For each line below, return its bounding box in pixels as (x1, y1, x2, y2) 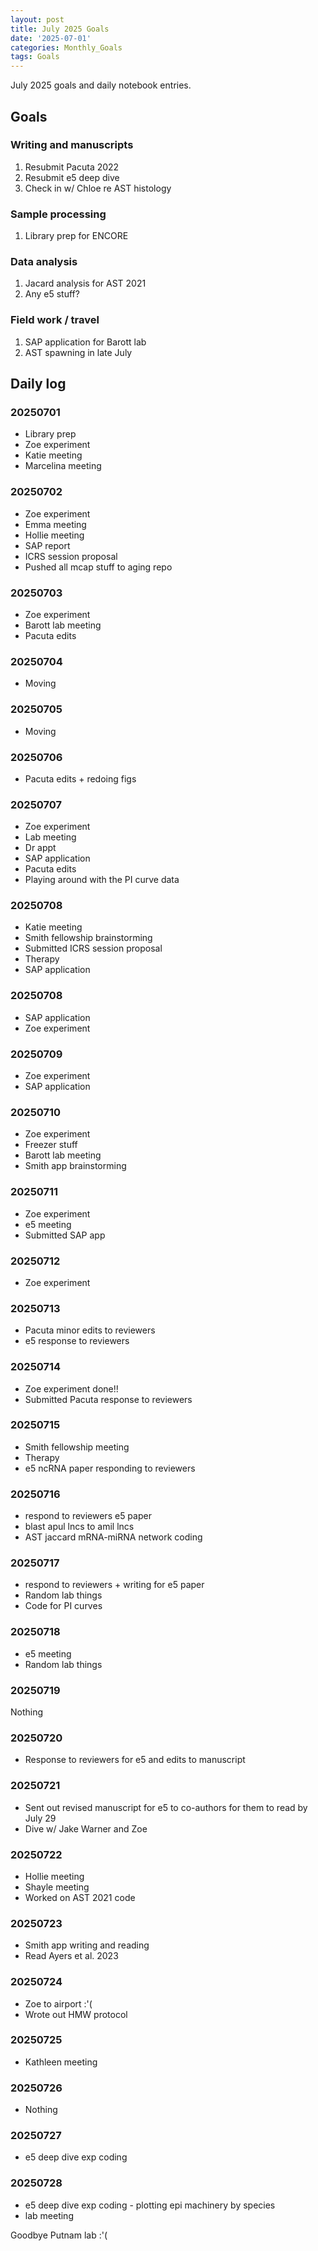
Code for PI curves (24, 1600, 103, 1612)
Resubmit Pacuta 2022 (24, 161, 120, 173)
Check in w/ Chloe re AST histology (24, 182, 172, 194)
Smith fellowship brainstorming (24, 932, 153, 944)
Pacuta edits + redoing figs (24, 772, 137, 785)
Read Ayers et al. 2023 (24, 1950, 119, 1962)
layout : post (10, 14, 65, 25)
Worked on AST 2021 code (24, 1891, 136, 1903)
